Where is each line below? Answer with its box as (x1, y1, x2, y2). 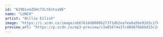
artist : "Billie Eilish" (5, 16, 55, 21)
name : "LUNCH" (5, 12, 34, 16)
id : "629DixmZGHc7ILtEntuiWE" (5, 7, 66, 12)
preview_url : (5, 25, 32, 30)
